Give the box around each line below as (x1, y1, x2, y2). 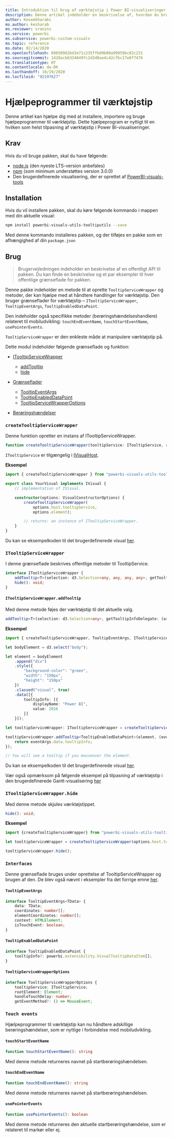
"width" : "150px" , (24, 673, 63, 678)
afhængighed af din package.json (5, 237, 76, 243)
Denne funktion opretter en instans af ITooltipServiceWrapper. (5, 433, 137, 439)
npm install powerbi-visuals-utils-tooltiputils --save (5, 222, 127, 228)
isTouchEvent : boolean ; (14, 922, 66, 928)
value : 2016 (32, 706, 58, 712)
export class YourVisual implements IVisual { (5, 481, 106, 486)
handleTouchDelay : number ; (14, 994, 72, 1000)
